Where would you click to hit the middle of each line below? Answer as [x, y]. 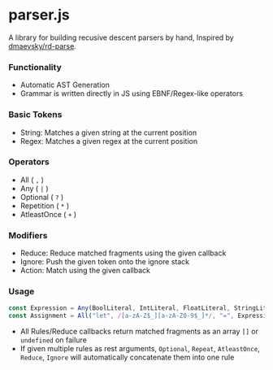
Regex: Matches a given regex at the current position [108, 141]
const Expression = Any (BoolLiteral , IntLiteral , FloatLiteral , [119, 308]
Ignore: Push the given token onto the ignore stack [105, 262]
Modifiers [28, 235]
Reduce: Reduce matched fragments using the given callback [123, 253]
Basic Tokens [35, 115]
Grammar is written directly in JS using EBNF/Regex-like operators [132, 94]
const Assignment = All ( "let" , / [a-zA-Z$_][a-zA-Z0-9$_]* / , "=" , [121, 316]
